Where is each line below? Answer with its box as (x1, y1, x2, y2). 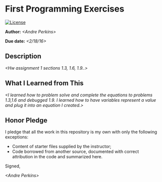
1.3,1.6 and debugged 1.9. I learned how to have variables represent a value (5, 97, 157, 103)
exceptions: (5, 134, 28, 140)
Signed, (5, 163, 20, 169)
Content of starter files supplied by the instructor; (12, 144, 112, 150)
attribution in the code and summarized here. (12, 154, 103, 160)
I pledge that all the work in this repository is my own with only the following (5, 129, 157, 135)
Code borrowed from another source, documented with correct (12, 149, 139, 154)
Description (5, 52, 41, 61)
